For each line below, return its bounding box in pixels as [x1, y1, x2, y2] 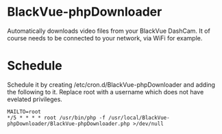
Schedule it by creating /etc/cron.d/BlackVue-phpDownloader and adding [7, 80, 216, 89]
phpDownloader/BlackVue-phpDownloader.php [7, 120, 130, 127]
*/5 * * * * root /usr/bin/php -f [7, 114, 106, 121]
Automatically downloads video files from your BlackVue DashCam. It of [7, 27, 210, 35]
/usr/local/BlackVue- [108, 114, 170, 121]
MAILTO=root [7, 108, 41, 115]
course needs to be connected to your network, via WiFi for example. [7, 33, 203, 42]
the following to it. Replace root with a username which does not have [7, 88, 204, 96]
